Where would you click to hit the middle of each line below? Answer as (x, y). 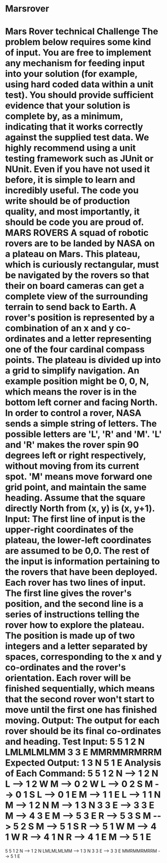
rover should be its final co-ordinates (83, 731)
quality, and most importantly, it (73, 212)
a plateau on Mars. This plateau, (73, 254)
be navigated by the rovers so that (77, 275)
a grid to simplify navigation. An (72, 371)
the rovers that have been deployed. (81, 572)
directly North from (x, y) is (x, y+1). (80, 509)
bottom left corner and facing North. (82, 403)
